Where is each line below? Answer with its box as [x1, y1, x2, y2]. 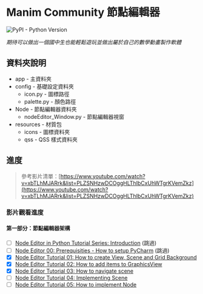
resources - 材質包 [15, 121, 62, 128]
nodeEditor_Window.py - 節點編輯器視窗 [24, 113, 124, 120]
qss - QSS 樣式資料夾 [24, 136, 78, 143]
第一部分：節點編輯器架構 [6, 225, 70, 232]
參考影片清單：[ [21, 172, 61, 179]
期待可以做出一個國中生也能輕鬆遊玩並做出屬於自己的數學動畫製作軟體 [6, 38, 182, 45]
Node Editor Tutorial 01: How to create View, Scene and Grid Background [15, 253, 197, 261]
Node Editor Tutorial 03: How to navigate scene [15, 267, 134, 275]
